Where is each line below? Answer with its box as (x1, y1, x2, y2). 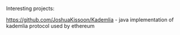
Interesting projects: (6, 5, 55, 12)
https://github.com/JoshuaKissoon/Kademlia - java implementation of (6, 16, 174, 23)
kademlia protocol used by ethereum (6, 23, 95, 29)
